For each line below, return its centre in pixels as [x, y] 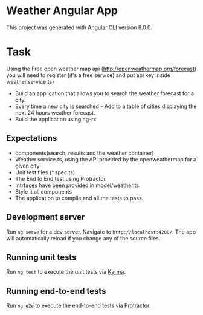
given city [27, 166]
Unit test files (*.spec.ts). [46, 172]
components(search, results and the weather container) [84, 153]
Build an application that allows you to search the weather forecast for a [105, 93]
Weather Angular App [62, 11]
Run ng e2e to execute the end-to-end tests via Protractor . [79, 306]
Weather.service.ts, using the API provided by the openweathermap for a [106, 159]
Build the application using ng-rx [56, 119]
